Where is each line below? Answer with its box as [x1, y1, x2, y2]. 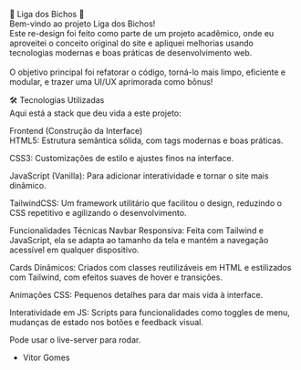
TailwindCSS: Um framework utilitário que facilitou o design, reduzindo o [9, 198, 283, 209]
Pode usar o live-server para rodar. [9, 334, 141, 345]
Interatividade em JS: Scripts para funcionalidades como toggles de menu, [9, 307, 290, 318]
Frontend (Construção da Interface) [9, 126, 143, 136]
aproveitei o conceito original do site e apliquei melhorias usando [9, 37, 254, 48]
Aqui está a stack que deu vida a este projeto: [9, 108, 182, 118]
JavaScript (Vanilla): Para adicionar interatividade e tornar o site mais [9, 170, 269, 181]
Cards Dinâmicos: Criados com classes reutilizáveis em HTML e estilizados [9, 262, 292, 272]
